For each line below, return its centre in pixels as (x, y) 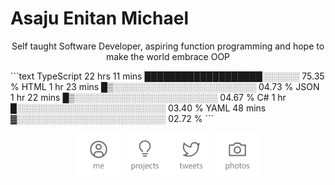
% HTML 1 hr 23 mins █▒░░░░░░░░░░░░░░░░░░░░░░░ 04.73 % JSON (165, 86)
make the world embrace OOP (168, 56)
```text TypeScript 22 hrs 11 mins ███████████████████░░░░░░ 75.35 (167, 76)
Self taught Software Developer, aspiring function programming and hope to (168, 46)
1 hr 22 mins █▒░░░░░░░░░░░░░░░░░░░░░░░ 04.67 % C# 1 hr (148, 97)
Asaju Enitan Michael (100, 18)
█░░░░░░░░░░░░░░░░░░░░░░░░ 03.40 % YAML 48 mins (138, 108)
